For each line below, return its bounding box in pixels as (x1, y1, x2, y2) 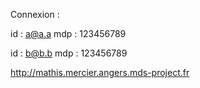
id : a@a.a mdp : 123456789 (10, 28, 127, 39)
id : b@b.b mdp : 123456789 (10, 47, 128, 59)
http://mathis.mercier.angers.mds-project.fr (10, 67, 190, 78)
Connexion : (10, 9, 60, 20)
